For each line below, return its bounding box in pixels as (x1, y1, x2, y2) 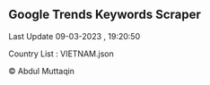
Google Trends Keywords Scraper (8, 7, 201, 22)
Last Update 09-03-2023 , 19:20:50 (8, 30, 141, 41)
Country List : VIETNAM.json (8, 48, 114, 59)
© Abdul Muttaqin (8, 65, 75, 76)
